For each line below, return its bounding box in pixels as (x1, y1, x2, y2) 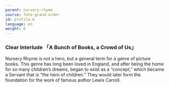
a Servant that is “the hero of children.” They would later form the (5, 72, 141, 78)
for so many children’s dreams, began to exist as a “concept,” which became (5, 66, 164, 72)
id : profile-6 (5, 17, 35, 22)
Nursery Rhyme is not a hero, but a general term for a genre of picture (5, 56, 151, 62)
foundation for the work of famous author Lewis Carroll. (5, 77, 121, 83)
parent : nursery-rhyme (5, 7, 53, 13)
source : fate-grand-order (5, 12, 60, 17)
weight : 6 (5, 26, 26, 31)
